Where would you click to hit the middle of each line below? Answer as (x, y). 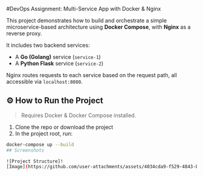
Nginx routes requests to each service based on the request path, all (92, 75)
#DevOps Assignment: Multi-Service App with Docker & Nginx (84, 9)
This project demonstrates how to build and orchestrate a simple (87, 20)
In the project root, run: (44, 134)
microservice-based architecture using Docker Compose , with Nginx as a (98, 27)
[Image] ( (17, 167)
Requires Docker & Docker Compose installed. (79, 115)
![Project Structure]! (35, 161)
